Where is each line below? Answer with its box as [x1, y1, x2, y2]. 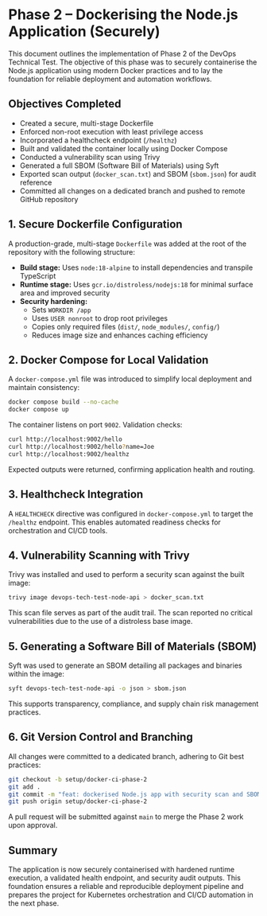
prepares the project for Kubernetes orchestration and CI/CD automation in [8, 890, 253, 900]
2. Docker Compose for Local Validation [8, 353, 209, 367]
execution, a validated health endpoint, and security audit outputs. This [8, 873, 241, 883]
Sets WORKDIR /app [31, 305, 91, 314]
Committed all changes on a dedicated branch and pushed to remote [19, 185, 246, 196]
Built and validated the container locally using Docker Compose [19, 143, 228, 153]
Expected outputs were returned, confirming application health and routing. [8, 464, 256, 474]
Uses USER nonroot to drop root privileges [31, 313, 168, 323]
